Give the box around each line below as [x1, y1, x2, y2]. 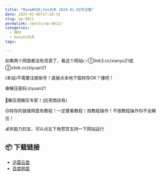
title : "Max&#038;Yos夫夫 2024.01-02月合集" [5, 7, 95, 12]
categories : [5, 26, 30, 30]
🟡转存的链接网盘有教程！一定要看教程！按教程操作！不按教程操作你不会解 [5, 108, 156, 114]
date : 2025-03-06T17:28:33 [5, 12, 61, 17]
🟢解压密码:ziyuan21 [5, 85, 46, 91]
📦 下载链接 [5, 143, 40, 151]
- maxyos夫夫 [9, 35, 35, 40]
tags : [5, 39, 16, 44]
